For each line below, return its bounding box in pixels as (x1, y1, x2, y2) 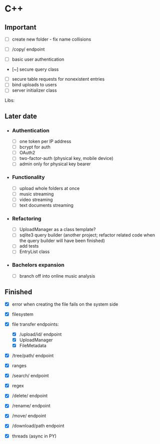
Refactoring (11, 215, 41, 222)
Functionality (11, 174, 45, 181)
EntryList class (19, 249, 50, 255)
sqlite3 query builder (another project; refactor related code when (19, 232, 155, 238)
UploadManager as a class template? (19, 227, 96, 233)
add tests (19, 243, 39, 249)
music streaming (19, 191, 54, 197)
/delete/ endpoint (11, 393, 48, 399)
